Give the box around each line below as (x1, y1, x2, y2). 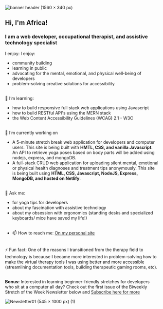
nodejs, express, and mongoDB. (12, 154, 76, 160)
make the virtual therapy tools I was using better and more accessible (5, 259, 145, 265)
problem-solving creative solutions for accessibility (12, 80, 115, 86)
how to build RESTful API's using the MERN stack (12, 110, 111, 116)
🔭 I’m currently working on (5, 130, 58, 135)
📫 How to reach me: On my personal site (12, 230, 95, 236)
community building (12, 60, 52, 66)
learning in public (12, 65, 47, 71)
